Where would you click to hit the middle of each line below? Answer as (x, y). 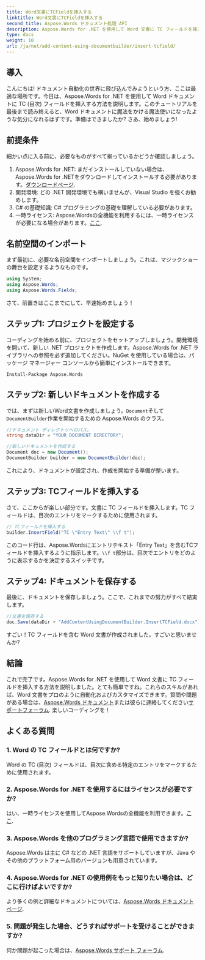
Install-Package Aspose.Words (45, 374)
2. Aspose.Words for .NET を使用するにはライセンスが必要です (100, 789)
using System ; (24, 279)
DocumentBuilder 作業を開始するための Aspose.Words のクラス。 (87, 418)
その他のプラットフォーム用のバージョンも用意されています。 (83, 860)
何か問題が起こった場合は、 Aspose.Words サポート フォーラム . (85, 950)
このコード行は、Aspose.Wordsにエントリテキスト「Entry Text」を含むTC (100, 545)
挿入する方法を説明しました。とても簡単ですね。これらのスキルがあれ (110, 687)
